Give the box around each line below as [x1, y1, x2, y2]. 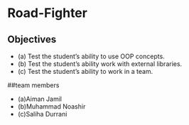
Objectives [7, 33, 57, 45]
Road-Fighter [7, 5, 87, 21]
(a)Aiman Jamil [17, 94, 63, 103]
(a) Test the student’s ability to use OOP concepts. [17, 52, 165, 60]
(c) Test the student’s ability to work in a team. [17, 67, 153, 75]
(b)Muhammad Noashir [17, 102, 86, 111]
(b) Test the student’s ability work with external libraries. [17, 60, 183, 68]
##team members [7, 81, 60, 89]
